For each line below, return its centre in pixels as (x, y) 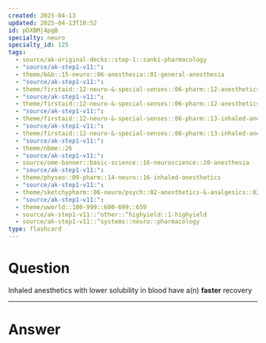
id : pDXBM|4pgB (33, 30)
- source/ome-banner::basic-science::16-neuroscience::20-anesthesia (132, 163)
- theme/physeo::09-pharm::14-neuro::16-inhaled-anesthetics (118, 178)
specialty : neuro (37, 38)
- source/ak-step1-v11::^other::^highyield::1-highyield (111, 215)
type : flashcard (35, 229)
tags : (17, 52)
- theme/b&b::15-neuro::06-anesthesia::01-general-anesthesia (120, 74)
